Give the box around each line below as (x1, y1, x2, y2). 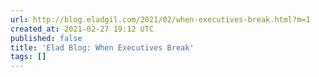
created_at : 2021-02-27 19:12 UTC (10, 24, 155, 34)
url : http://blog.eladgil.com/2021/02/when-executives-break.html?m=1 (10, 14, 311, 25)
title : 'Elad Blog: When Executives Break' (10, 42, 195, 53)
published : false (10, 33, 83, 43)
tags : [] (10, 52, 47, 62)
